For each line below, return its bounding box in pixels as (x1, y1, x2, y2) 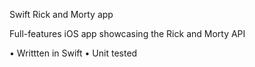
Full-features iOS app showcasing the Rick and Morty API (9, 28, 246, 39)
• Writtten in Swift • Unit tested (9, 47, 138, 59)
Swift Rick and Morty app (9, 9, 114, 20)
